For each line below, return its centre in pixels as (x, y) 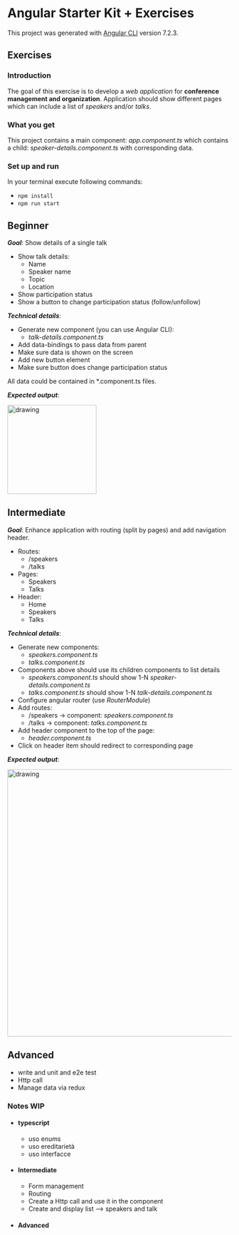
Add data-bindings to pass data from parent (82, 345)
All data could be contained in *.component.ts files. (82, 381)
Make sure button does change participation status (92, 368)
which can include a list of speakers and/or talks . (79, 106)
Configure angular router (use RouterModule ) (84, 700)
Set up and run (33, 166)
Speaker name (49, 272)
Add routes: (35, 708)
